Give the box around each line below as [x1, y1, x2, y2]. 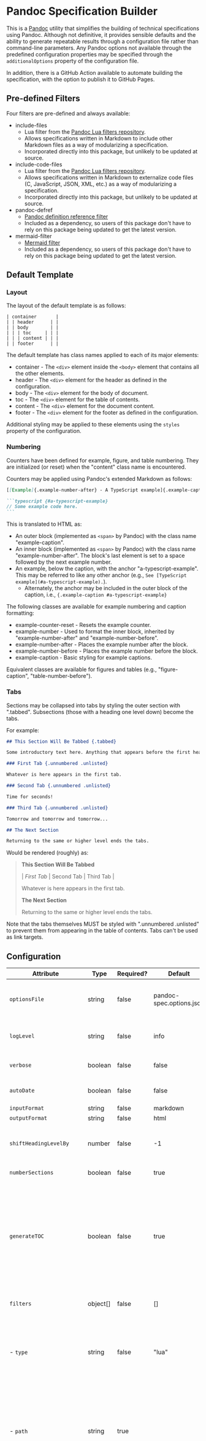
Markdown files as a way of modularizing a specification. [24, 141, 169, 148]
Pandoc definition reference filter [24, 213, 109, 220]
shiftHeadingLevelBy [9, 1140, 69, 1147]
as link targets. [6, 934, 44, 941]
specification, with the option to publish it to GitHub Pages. [6, 75, 155, 83]
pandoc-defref [15, 206, 53, 213]
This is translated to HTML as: [6, 520, 82, 528]
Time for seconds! [6, 793, 53, 800]
